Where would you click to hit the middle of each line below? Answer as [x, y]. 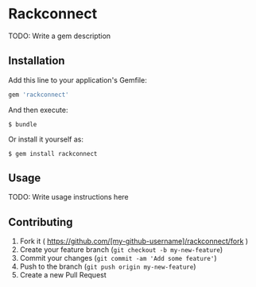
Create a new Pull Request [63, 275]
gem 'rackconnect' [39, 95]
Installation [37, 61]
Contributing [41, 222]
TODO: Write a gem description [60, 36]
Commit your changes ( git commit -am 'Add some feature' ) [118, 258]
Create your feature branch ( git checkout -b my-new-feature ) [121, 250]
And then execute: [38, 110]
